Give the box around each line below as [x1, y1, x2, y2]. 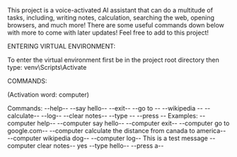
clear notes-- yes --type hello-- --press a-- [37, 142, 164, 150]
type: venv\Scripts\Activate [7, 63, 87, 71]
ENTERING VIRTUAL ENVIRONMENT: [7, 42, 116, 50]
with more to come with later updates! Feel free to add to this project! [7, 28, 209, 37]
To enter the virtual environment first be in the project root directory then [7, 56, 219, 64]
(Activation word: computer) [7, 91, 90, 99]
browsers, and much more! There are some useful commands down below [7, 21, 225, 29]
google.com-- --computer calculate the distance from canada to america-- [7, 127, 226, 134]
